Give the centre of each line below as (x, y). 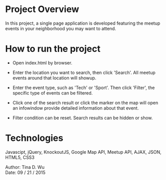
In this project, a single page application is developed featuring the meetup (83, 23)
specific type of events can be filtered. (53, 93)
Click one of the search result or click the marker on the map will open (85, 103)
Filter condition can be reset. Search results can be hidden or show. (82, 118)
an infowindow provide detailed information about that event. (76, 108)
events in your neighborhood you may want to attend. (61, 28)
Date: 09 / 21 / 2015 (25, 172)
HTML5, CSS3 (20, 157)
